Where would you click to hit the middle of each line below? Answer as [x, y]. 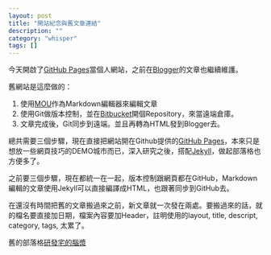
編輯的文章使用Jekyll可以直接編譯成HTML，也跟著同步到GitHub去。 [121, 188]
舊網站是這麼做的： [40, 87]
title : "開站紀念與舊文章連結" [55, 23]
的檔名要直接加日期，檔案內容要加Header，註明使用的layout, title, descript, [133, 216]
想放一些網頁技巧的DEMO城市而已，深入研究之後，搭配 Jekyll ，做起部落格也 [135, 151]
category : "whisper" [43, 38]
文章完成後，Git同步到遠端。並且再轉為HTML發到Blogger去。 [122, 124]
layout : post [30, 16]
